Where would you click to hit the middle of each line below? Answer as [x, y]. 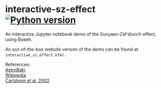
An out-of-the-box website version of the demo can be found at [72, 49]
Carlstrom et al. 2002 [27, 80]
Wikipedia [16, 75]
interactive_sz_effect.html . [35, 55]
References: [18, 64]
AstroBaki [15, 70]
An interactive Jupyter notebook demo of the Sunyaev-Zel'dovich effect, [81, 34]
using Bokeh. [19, 39]
